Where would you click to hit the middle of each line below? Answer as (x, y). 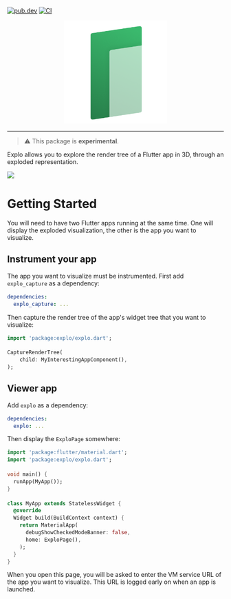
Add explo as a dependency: (47, 405)
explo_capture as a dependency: (53, 283)
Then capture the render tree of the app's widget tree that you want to (107, 317)
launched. (21, 589)
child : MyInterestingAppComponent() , (74, 360)
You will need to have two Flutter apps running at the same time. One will (110, 223)
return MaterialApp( (49, 525)
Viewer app (32, 388)
